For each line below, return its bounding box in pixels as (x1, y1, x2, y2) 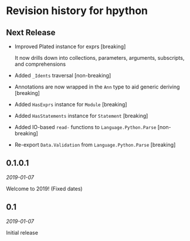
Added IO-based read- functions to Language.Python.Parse (14, 124, 157, 130)
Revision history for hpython (6, 4, 148, 18)
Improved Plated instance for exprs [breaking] (14, 43, 126, 50)
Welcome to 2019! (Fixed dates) (6, 185, 83, 192)
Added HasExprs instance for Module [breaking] (14, 101, 127, 108)
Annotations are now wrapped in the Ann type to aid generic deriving (14, 83, 180, 90)
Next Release (6, 28, 56, 38)
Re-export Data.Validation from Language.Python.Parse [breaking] (14, 141, 176, 148)
